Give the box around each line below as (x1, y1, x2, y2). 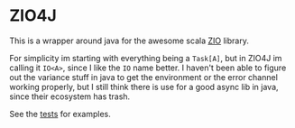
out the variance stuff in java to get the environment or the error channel (9, 71, 278, 82)
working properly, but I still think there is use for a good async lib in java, (9, 81, 279, 92)
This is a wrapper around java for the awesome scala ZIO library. (9, 35, 250, 46)
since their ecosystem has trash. (9, 91, 131, 102)
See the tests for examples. (9, 108, 111, 119)
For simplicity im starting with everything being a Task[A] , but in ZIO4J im (9, 52, 282, 63)
